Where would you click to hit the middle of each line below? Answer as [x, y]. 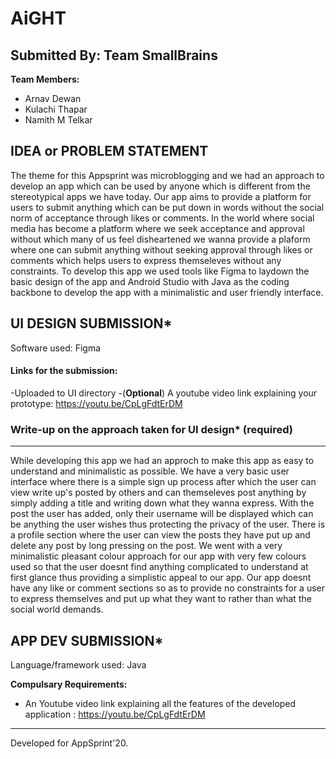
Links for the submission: [64, 371]
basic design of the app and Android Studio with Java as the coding [150, 281]
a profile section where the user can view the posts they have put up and [160, 535]
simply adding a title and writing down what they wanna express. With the [162, 503]
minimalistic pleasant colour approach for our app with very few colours [158, 556]
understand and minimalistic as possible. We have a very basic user [150, 471]
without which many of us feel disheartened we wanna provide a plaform [160, 239]
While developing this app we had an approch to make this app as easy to [162, 461]
